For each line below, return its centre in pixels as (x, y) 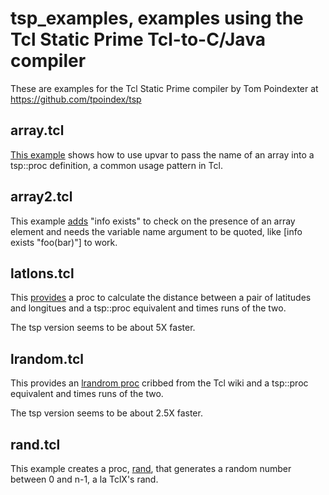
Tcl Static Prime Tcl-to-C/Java (138, 39)
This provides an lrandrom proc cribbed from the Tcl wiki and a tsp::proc (159, 383)
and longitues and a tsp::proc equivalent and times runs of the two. (148, 308)
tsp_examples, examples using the (157, 18)
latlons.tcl (42, 273)
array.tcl (37, 130)
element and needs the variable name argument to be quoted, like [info (156, 231)
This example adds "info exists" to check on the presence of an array (153, 221)
